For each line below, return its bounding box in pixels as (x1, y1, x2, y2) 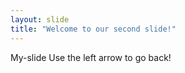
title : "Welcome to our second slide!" (10, 24, 177, 34)
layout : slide (10, 14, 70, 25)
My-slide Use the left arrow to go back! (10, 51, 172, 63)
